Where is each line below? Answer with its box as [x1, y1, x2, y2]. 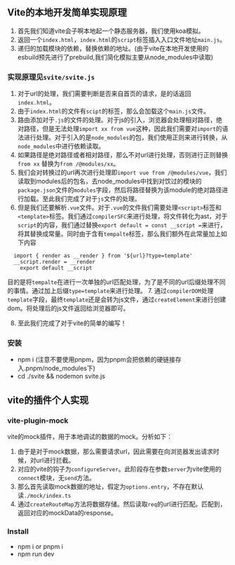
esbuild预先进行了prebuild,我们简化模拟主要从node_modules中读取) [17, 53, 214, 61]
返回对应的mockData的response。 [17, 509, 117, 517]
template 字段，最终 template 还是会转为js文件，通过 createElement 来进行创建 [7, 295, 227, 304]
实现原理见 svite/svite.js [7, 72, 95, 82]
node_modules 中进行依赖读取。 [17, 142, 105, 151]
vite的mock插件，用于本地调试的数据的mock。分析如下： [7, 433, 173, 441]
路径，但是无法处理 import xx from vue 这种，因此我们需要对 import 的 [23, 125, 222, 133]
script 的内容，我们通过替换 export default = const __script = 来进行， [17, 221, 227, 229]
